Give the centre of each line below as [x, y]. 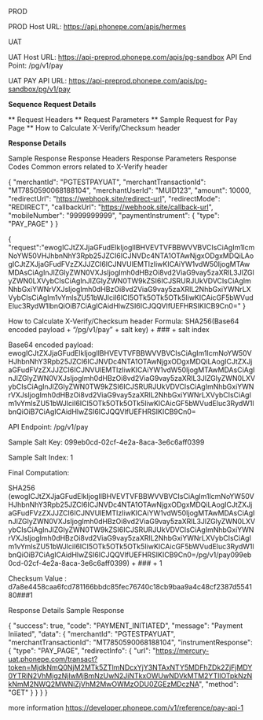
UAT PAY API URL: [38, 81]
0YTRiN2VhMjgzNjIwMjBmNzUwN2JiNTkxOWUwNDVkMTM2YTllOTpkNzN [130, 676]
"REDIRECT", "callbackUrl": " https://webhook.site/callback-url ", [111, 207]
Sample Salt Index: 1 [40, 457]
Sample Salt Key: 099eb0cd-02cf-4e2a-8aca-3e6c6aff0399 [106, 442]
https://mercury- [183, 651]
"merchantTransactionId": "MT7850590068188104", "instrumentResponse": [130, 642]
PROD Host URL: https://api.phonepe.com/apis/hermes [97, 26]
